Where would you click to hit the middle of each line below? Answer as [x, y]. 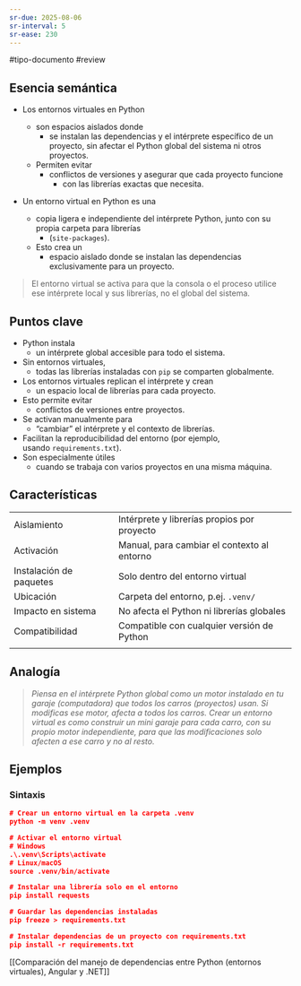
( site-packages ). [79, 238]
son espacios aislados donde [89, 127]
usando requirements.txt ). [72, 448]
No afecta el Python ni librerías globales [202, 610]
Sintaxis [27, 794]
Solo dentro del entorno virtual [182, 576]
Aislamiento [39, 524]
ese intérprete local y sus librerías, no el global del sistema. [141, 293]
